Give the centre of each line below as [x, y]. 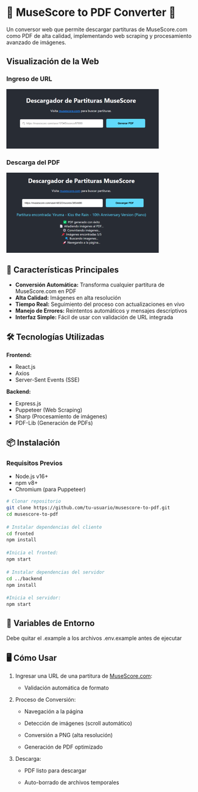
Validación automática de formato [66, 688]
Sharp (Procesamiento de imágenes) [61, 416]
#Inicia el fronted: [33, 553]
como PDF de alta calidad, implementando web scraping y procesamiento [99, 35]
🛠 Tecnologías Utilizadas [55, 337]
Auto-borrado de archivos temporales [72, 782]
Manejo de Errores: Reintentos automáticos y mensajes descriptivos [101, 310]
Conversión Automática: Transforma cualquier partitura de [90, 285]
